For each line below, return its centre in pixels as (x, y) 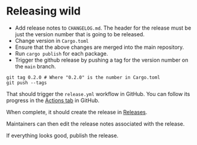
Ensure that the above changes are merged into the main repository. (99, 47)
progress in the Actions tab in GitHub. (53, 100)
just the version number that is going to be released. (80, 34)
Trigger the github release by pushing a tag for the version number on (102, 60)
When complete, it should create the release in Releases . (77, 112)
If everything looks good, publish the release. (62, 135)
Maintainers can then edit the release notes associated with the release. (95, 124)
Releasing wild (44, 11)
